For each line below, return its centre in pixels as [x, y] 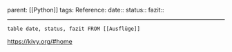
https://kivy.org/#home [40, 41]
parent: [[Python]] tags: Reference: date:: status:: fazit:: [86, 10]
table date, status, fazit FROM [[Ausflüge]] [74, 29]
